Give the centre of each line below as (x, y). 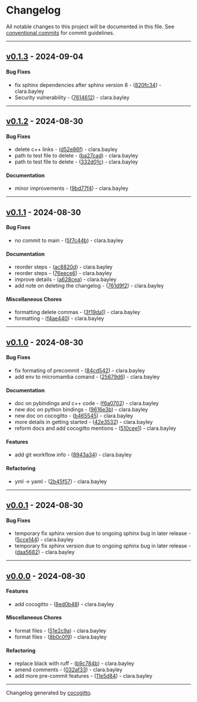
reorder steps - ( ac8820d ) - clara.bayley (64, 267)
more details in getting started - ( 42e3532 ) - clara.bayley (84, 422)
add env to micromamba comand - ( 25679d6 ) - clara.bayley (87, 376)
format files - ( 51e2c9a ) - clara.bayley (60, 630)
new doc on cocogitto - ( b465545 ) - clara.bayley (74, 416)
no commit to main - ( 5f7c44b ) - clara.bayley (69, 240)
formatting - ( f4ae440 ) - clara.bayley (59, 319)
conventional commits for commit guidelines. (60, 32)
